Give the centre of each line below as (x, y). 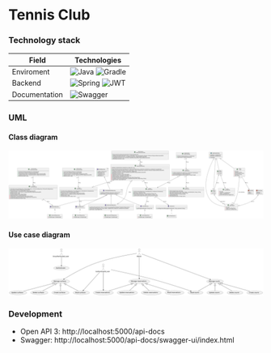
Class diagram (33, 137)
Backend (27, 83)
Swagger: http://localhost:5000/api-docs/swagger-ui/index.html (127, 340)
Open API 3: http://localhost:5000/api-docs (92, 332)
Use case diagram (39, 234)
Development (36, 313)
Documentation (37, 94)
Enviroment (31, 72)
